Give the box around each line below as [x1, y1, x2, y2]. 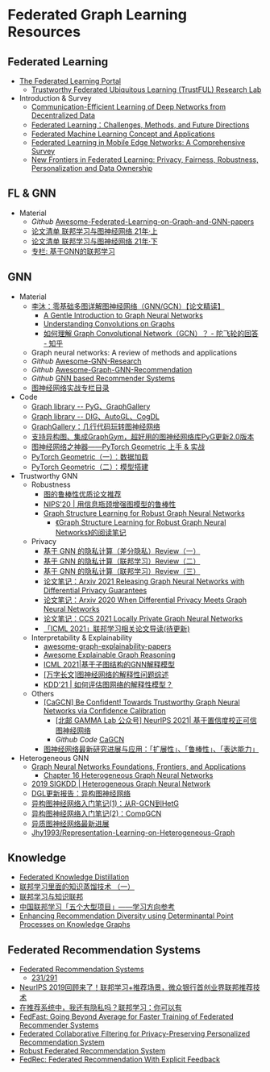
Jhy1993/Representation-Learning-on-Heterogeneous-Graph [31, 828, 235, 837]
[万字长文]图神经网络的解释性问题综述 [43, 669, 169, 679]
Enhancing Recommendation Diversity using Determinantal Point [19, 911, 234, 920]
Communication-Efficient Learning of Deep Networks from [31, 102, 226, 111]
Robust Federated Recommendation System [19, 1046, 166, 1056]
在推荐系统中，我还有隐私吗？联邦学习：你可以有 [19, 1003, 182, 1012]
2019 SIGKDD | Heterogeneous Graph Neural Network [31, 779, 211, 788]
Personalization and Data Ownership [31, 164, 153, 172]
